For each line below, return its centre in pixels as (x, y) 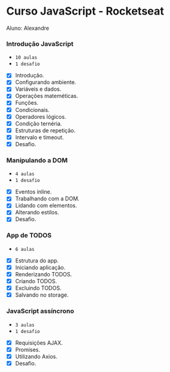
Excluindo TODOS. (38, 288)
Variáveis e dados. (38, 89)
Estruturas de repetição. (45, 130)
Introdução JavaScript (40, 44)
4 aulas (25, 174)
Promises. (28, 349)
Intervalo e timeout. (39, 137)
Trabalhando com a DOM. (47, 198)
